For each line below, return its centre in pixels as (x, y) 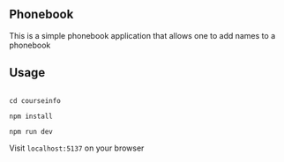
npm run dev (31, 131)
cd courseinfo (35, 100)
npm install (31, 116)
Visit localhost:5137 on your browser (77, 148)
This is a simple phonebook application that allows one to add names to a (142, 35)
